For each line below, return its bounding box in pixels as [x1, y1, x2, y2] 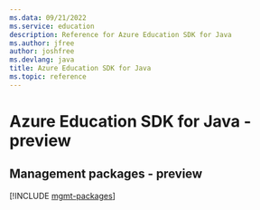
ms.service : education [9, 22, 95, 31]
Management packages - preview [9, 167, 203, 182]
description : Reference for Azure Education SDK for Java [9, 30, 232, 39]
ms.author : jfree [9, 38, 75, 48]
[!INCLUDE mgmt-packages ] [9, 190, 116, 201]
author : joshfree [9, 47, 75, 56]
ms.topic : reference [9, 72, 88, 81]
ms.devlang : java [9, 55, 75, 64]
